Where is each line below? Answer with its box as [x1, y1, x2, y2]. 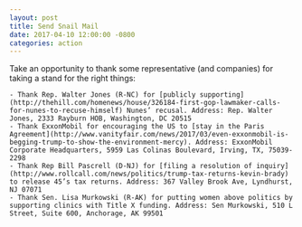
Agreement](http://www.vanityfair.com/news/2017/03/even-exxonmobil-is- [9, 130, 289, 139]
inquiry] [256, 162, 289, 171]
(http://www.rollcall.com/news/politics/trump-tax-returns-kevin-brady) [9, 169, 289, 179]
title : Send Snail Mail [9, 22, 99, 31]
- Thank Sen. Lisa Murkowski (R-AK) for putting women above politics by [9, 194, 294, 203]
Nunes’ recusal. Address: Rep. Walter [126, 106, 273, 116]
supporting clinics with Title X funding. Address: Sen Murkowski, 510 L [9, 201, 294, 211]
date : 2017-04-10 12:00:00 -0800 [9, 30, 136, 39]
